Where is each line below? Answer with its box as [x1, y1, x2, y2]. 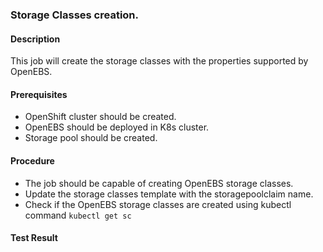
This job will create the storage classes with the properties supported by [10, 55, 309, 67]
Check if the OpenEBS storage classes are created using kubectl [24, 198, 292, 210]
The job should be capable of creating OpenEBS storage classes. [24, 177, 294, 189]
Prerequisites [10, 88, 68, 100]
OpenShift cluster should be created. [24, 111, 177, 123]
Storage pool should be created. [24, 132, 158, 144]
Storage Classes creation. [10, 8, 140, 22]
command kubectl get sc [24, 209, 132, 221]
